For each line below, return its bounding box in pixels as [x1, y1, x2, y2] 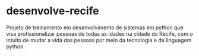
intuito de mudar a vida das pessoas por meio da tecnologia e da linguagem [6, 36, 192, 43]
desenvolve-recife [6, 4, 99, 18]
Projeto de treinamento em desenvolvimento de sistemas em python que [6, 24, 184, 31]
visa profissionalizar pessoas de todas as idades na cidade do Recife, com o [6, 30, 193, 37]
